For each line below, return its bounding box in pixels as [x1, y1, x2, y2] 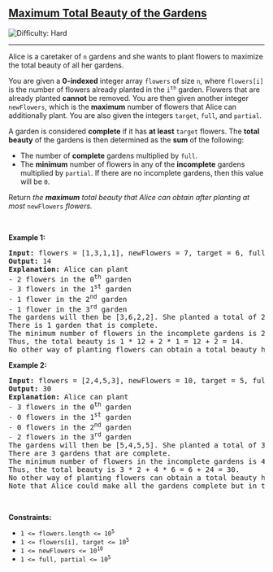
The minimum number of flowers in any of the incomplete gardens [19, 159, 245, 169]
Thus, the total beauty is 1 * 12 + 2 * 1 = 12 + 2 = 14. [8, 337, 245, 347]
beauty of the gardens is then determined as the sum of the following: [8, 134, 245, 145]
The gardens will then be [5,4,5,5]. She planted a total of [8, 441, 258, 450]
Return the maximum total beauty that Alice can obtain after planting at [8, 192, 250, 202]
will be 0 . [19, 177, 50, 186]
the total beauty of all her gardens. [8, 60, 124, 70]
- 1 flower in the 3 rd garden [8, 303, 128, 314]
